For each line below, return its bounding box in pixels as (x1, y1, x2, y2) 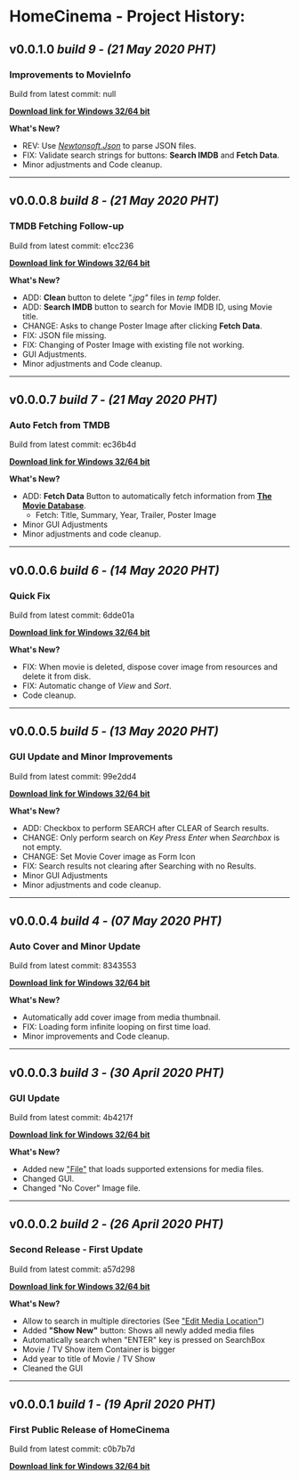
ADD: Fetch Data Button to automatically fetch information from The (21, 491, 272, 502)
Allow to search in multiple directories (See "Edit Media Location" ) (21, 1315, 265, 1326)
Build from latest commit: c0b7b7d (9, 1444, 135, 1454)
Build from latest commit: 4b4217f (9, 1112, 133, 1122)
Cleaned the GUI (21, 1363, 84, 1373)
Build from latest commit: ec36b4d (9, 439, 136, 450)
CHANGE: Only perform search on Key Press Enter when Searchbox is (21, 832, 280, 843)
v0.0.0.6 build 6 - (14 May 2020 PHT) (9, 562, 220, 578)
